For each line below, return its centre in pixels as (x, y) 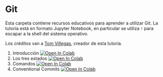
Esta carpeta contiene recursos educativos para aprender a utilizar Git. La (82, 23)
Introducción (26, 53)
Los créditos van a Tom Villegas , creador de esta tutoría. (64, 43)
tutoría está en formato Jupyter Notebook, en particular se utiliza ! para (79, 28)
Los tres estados (30, 58)
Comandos (24, 63)
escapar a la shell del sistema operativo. (47, 33)
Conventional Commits (36, 69)
